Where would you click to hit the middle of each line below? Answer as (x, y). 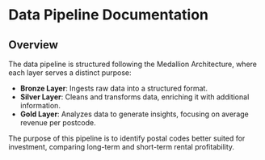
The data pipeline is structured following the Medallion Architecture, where (132, 64)
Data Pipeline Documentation (108, 15)
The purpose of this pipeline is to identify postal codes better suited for (127, 138)
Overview (34, 45)
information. (40, 105)
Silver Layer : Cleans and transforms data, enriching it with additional (135, 97)
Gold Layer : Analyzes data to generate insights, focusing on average (134, 114)
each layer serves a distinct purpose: (70, 73)
